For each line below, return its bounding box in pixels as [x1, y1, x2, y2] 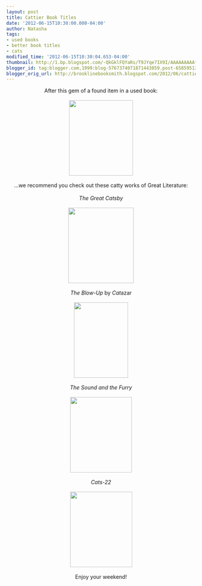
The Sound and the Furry [70, 384, 132, 391]
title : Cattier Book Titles [6, 14, 77, 21]
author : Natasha [6, 25, 47, 32]
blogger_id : [6, 65, 36, 71]
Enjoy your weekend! [75, 573, 127, 581]
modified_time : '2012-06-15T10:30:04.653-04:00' [6, 54, 130, 60]
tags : [6, 31, 20, 37]
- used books [6, 37, 39, 43]
